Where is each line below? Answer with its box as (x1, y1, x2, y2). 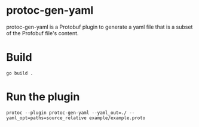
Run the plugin (6, 90, 80, 104)
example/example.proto (88, 114, 146, 121)
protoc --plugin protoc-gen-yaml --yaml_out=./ (6, 110, 127, 116)
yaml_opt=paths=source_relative (6, 114, 87, 121)
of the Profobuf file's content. (6, 29, 79, 36)
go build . (6, 70, 33, 76)
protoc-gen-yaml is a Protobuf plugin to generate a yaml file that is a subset (6, 23, 193, 30)
